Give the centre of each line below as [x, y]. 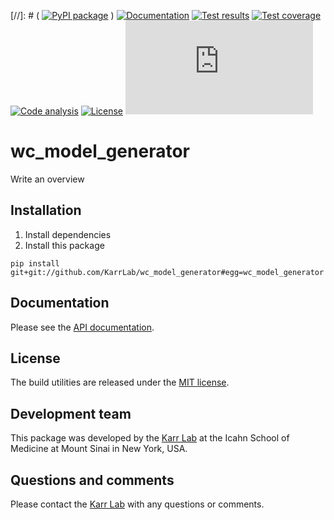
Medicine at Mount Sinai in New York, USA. [99, 449]
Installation [46, 210]
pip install [35, 263]
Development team [71, 413]
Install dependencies [68, 234]
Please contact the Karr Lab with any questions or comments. [137, 504]
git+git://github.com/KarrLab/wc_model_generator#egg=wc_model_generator [167, 272]
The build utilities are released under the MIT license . [120, 382]
